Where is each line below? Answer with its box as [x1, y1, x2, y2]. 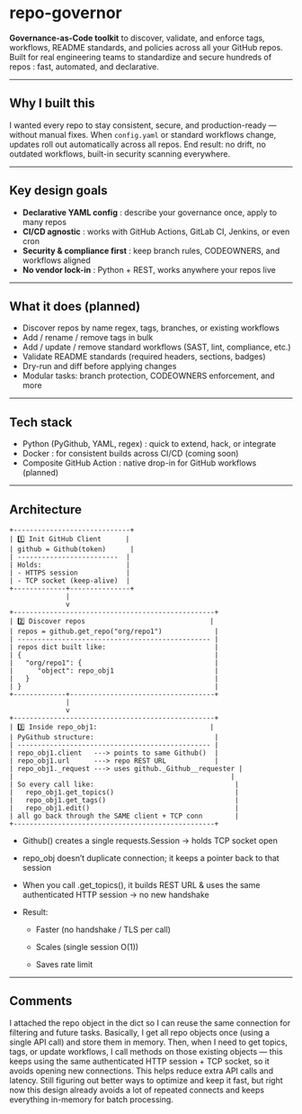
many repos [22, 216, 67, 227]
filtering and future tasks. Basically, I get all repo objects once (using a [9, 1027, 270, 1037]
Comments [9, 993, 73, 1009]
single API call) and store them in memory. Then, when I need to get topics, [9, 1037, 288, 1047]
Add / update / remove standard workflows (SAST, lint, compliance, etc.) [22, 341, 291, 353]
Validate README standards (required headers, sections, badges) [22, 351, 267, 362]
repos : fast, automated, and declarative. [9, 61, 159, 72]
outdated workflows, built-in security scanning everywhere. [9, 148, 231, 159]
